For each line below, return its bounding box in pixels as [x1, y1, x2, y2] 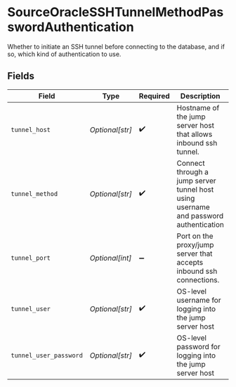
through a [176, 166, 209, 176]
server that [176, 249, 213, 258]
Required [138, 91, 170, 100]
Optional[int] [89, 253, 132, 263]
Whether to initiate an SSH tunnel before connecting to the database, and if [7, 42, 225, 51]
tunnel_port [11, 254, 51, 262]
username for [176, 295, 221, 305]
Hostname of [176, 103, 220, 112]
